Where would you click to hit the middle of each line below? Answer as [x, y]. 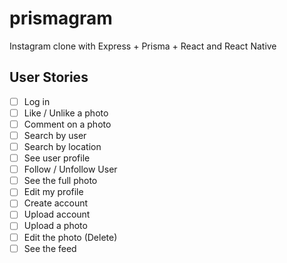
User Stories [49, 77]
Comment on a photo [67, 124]
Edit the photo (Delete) [70, 237]
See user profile [57, 158]
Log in [37, 101]
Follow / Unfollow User [70, 169]
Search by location [62, 146]
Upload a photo [55, 226]
